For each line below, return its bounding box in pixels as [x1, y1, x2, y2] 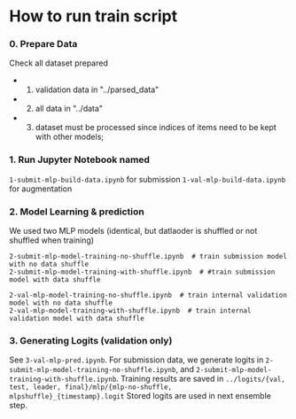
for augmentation [9, 183, 73, 194]
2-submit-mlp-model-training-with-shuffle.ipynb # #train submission [9, 268, 276, 276]
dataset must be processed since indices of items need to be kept [35, 122, 277, 133]
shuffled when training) [9, 235, 95, 245]
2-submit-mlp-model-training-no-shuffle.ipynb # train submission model [9, 252, 288, 261]
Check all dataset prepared [9, 58, 108, 68]
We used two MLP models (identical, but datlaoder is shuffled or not [9, 226, 258, 237]
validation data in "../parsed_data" [35, 84, 160, 95]
